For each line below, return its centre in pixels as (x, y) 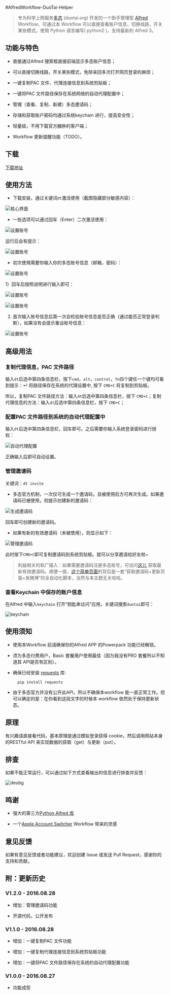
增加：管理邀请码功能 (35, 905)
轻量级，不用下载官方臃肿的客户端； (50, 126)
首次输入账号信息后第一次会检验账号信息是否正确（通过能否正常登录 (84, 317)
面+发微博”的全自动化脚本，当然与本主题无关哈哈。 (71, 577)
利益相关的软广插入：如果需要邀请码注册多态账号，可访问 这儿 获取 (87, 565)
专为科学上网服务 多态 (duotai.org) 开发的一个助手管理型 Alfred (83, 18)
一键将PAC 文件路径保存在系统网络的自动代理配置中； (69, 93)
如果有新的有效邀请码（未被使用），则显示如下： (63, 533)
